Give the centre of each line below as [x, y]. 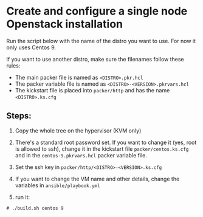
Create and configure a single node [97, 11]
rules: [13, 66]
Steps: [19, 116]
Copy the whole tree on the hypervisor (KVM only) [78, 130]
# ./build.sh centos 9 [35, 208]
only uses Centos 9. [31, 47]
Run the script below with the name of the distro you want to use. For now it [101, 41]
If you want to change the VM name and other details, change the [97, 179]
